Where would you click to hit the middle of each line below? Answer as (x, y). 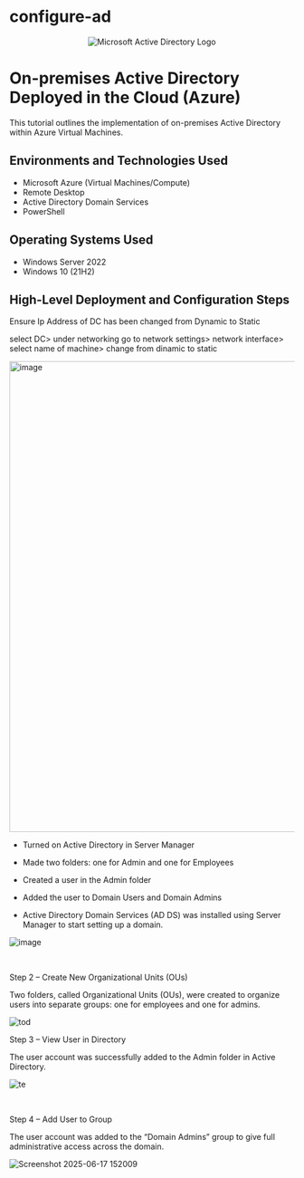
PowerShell (43, 211)
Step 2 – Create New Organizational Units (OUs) (99, 977)
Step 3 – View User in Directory (68, 1039)
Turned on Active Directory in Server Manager (109, 845)
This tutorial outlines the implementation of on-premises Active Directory (145, 122)
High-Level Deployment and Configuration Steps (150, 299)
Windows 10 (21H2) (58, 271)
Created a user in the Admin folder (87, 880)
